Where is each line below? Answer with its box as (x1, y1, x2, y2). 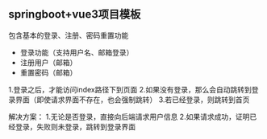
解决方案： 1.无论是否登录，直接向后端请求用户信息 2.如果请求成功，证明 (8, 112, 250, 121)
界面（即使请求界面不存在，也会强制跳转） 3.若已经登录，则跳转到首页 (15, 95, 250, 104)
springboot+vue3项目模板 (8, 7, 141, 22)
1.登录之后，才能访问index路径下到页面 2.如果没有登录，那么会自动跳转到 (8, 84, 252, 94)
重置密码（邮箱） (19, 67, 77, 77)
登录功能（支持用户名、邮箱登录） (19, 47, 134, 57)
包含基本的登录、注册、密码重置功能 (8, 31, 129, 40)
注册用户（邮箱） (19, 57, 77, 67)
